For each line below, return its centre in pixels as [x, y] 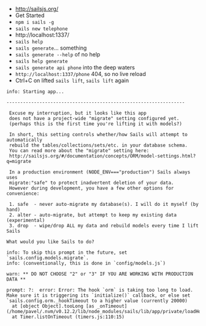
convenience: [23, 194]
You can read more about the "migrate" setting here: [79, 151]
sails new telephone [41, 29]
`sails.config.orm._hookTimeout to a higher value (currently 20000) [97, 301]
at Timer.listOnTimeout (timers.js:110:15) [68, 317]
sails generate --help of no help [58, 54]
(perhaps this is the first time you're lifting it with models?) [96, 124]
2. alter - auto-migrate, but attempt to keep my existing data [93, 215]
